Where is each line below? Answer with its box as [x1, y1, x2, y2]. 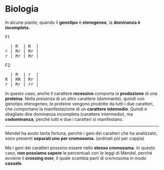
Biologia [5, 3, 39, 15]
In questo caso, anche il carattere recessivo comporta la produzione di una [5, 90, 158, 96]
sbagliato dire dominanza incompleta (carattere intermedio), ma [5, 111, 133, 117]
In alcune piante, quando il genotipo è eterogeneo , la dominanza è [5, 19, 141, 25]
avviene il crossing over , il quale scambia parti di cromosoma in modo [5, 155, 146, 161]
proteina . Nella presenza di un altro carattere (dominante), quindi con [5, 96, 145, 102]
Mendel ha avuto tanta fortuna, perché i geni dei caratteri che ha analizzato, [5, 130, 158, 136]
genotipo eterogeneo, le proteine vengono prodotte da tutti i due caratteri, [5, 101, 154, 106]
